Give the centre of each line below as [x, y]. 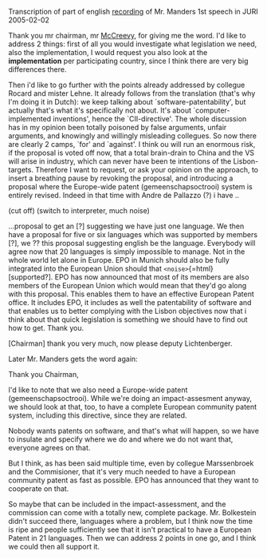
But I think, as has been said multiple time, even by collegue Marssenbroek [131, 463]
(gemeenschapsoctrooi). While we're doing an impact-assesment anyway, [130, 398]
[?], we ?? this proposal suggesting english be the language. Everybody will [132, 243]
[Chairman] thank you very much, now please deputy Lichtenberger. [120, 343]
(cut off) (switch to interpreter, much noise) [79, 210]
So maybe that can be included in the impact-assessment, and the [117, 504]
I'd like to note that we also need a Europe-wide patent [98, 390]
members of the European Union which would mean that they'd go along [128, 285]
